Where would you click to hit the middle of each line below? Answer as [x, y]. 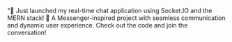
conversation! [27, 32]
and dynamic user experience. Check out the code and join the [98, 25]
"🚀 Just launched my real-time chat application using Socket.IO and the [110, 11]
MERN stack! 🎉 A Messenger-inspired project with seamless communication [116, 18]
